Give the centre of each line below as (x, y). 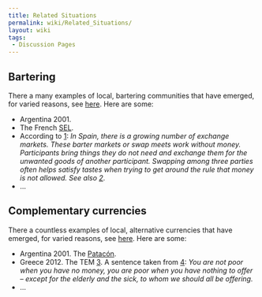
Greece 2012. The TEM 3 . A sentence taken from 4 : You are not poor (131, 262)
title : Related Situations (52, 15)
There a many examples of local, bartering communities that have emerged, (131, 95)
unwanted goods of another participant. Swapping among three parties (137, 161)
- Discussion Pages (44, 45)
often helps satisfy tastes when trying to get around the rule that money (137, 169)
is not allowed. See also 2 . (62, 177)
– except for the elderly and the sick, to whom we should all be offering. (136, 278)
